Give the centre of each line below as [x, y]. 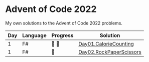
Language [34, 35]
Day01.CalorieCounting [106, 43]
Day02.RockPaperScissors [110, 52]
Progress [62, 35]
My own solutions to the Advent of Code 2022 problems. [64, 23]
